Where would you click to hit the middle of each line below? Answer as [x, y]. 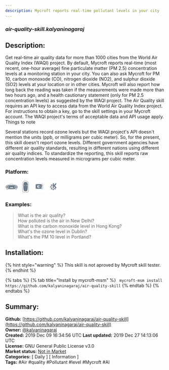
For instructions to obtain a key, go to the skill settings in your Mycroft [78, 111]
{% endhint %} [21, 270]
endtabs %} [18, 291]
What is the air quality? [41, 215]
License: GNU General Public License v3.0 [50, 346]
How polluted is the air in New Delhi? [56, 221]
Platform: [17, 172]
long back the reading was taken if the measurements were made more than [85, 90]
